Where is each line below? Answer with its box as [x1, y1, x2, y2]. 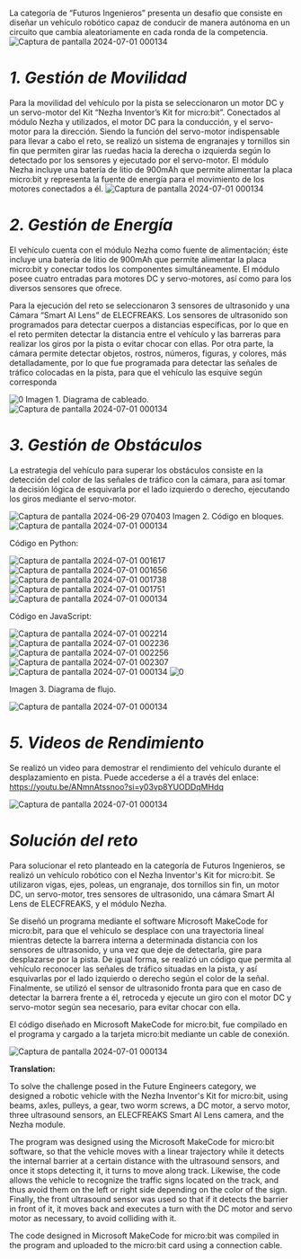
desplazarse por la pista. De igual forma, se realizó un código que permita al [9, 953, 292, 964]
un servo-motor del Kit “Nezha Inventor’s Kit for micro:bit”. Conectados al [9, 107, 281, 118]
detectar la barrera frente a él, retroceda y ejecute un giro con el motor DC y [9, 992, 292, 1003]
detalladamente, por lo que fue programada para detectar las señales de [9, 357, 278, 368]
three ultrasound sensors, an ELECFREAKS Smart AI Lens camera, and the [9, 1109, 285, 1120]
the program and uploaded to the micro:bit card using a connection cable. [9, 1239, 283, 1250]
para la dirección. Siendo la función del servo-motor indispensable [32, 126, 280, 137]
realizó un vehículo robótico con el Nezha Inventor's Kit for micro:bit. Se [9, 869, 276, 880]
